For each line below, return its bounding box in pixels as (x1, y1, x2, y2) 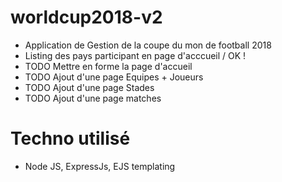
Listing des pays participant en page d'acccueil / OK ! (24, 49, 247, 61)
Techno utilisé (10, 127, 131, 150)
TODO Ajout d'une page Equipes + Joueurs (24, 71, 204, 83)
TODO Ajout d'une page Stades (24, 81, 155, 93)
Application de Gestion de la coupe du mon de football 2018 (24, 39, 272, 51)
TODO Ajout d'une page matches (24, 92, 162, 104)
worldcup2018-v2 (10, 6, 163, 29)
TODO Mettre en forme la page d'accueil (24, 60, 193, 72)
